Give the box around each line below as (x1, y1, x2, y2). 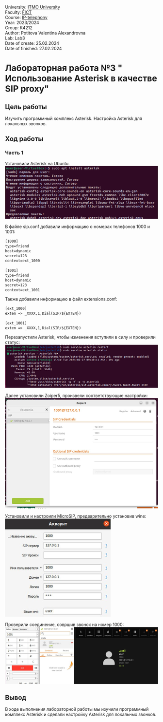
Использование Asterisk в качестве (5, 73, 158, 84)
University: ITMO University (5, 4, 61, 10)
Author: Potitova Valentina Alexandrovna (5, 30, 86, 36)
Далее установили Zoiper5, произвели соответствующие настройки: (5, 392, 148, 399)
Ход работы (5, 135, 44, 143)
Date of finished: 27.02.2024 (5, 46, 62, 51)
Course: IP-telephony (5, 15, 48, 20)
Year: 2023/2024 (5, 19, 40, 25)
